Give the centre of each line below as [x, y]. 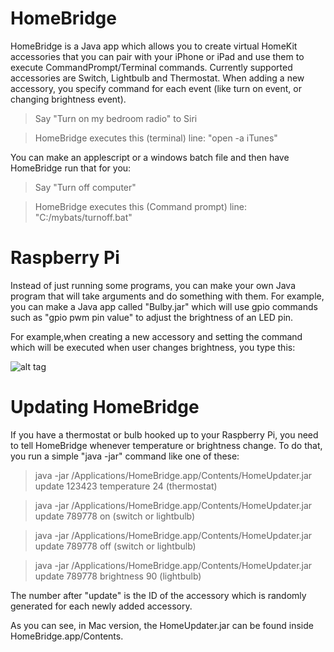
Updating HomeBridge [105, 407]
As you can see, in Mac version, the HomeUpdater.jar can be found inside [162, 625]
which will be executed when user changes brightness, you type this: [153, 347]
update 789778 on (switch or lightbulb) [115, 516]
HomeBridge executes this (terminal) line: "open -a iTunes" [156, 138]
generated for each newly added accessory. [101, 606]
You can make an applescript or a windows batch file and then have [150, 157]
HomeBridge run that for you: [71, 168]
